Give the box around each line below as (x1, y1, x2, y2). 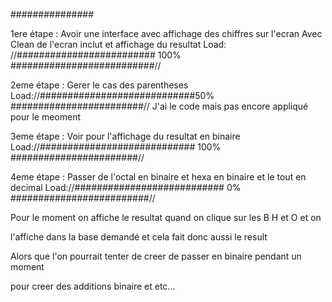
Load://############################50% (10, 90, 215, 101)
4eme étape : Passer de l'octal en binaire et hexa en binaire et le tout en (10, 171, 307, 183)
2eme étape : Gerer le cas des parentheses (10, 79, 189, 91)
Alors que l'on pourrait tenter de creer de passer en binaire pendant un (10, 250, 302, 262)
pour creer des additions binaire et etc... (10, 280, 176, 292)
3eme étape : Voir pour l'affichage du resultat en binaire (10, 130, 241, 142)
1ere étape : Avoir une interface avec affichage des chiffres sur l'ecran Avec (10, 28, 323, 39)
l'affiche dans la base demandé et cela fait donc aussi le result (10, 231, 268, 243)
